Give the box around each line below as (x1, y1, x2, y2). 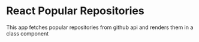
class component (6, 30, 49, 37)
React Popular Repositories (6, 4, 145, 18)
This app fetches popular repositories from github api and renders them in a (6, 24, 194, 31)
